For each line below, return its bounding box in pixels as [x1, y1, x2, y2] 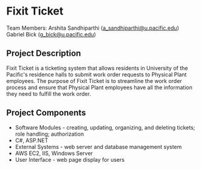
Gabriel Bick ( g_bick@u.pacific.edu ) [6, 30, 96, 38]
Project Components [6, 108, 86, 118]
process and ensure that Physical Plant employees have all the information [6, 84, 192, 91]
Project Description [6, 48, 81, 59]
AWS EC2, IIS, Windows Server [15, 150, 93, 157]
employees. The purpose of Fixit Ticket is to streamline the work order [6, 77, 182, 84]
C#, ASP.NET [15, 136, 49, 144]
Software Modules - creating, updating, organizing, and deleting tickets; [15, 124, 196, 131]
